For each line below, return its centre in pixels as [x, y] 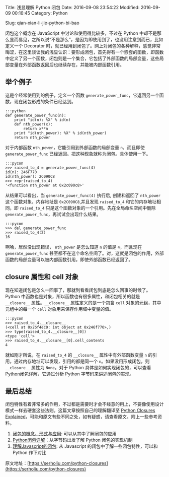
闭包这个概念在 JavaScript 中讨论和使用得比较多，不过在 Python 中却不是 [81, 33]
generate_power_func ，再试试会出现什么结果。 [53, 214]
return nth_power [32, 138]
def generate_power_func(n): [36, 115]
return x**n [36, 128]
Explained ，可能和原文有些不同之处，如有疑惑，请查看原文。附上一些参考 [81, 417]
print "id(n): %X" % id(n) [43, 120]
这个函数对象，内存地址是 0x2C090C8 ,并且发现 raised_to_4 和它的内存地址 [81, 201]
